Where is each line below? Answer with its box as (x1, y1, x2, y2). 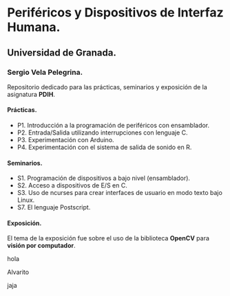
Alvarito (7, 268, 30, 276)
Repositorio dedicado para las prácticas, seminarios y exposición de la (7, 82, 208, 91)
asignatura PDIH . (7, 90, 55, 98)
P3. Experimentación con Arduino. (17, 136, 115, 144)
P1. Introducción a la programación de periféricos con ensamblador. (17, 122, 210, 130)
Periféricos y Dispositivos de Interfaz (7, 5, 224, 21)
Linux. (17, 196, 35, 204)
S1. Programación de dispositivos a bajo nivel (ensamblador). (17, 174, 191, 183)
